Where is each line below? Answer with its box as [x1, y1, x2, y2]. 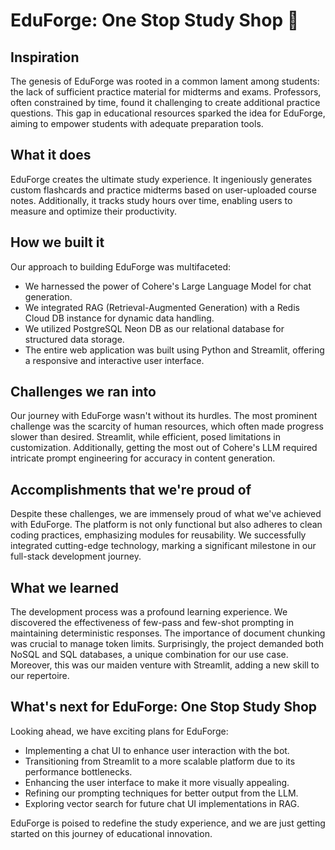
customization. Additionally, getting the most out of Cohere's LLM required [10, 442, 318, 454]
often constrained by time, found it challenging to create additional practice [10, 97, 321, 108]
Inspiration [10, 49, 80, 66]
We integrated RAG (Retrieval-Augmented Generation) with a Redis [24, 301, 300, 313]
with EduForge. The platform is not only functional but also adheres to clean [10, 519, 323, 531]
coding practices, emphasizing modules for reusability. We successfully [10, 529, 307, 541]
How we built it [10, 234, 105, 251]
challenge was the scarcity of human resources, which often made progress [10, 420, 324, 433]
